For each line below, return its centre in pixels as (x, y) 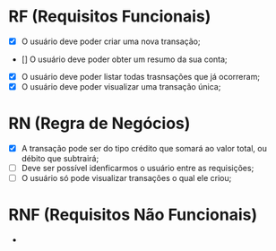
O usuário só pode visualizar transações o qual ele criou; (126, 178)
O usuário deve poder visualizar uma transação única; (121, 87)
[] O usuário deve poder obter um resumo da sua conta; (124, 59)
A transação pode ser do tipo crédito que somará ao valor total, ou (144, 149)
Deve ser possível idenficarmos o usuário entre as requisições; (138, 169)
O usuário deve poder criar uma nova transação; (111, 41)
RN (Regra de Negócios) (99, 124)
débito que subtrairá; (60, 159)
